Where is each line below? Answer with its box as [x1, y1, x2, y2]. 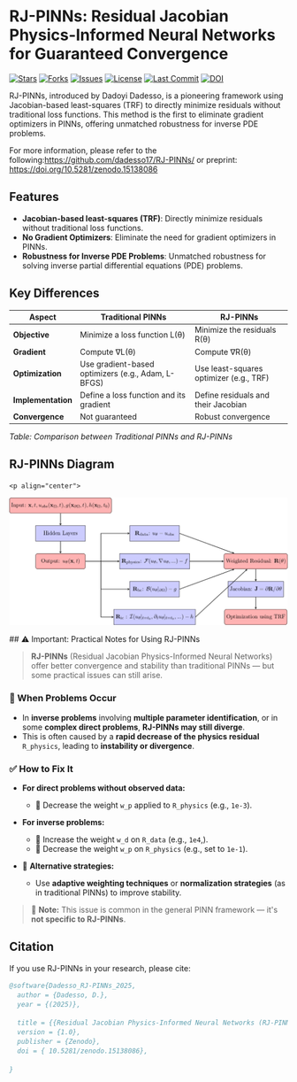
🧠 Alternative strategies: [21, 861, 115, 871]
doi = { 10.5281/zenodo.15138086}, [17, 1047, 148, 1055]
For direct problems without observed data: [21, 783, 186, 793]
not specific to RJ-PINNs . [30, 914, 126, 924]
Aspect [29, 312, 57, 322]
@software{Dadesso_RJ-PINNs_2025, [9, 981, 137, 990]
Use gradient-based [80, 359, 155, 369]
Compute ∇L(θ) [80, 346, 137, 357]
